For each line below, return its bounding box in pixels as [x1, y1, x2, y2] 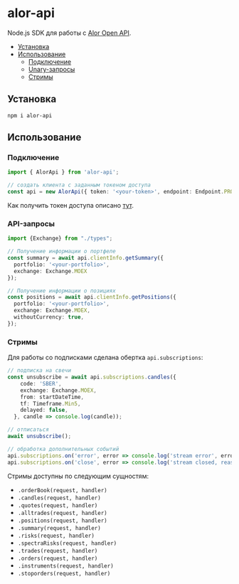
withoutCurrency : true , [14, 314, 84, 321]
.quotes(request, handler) [17, 501, 98, 509]
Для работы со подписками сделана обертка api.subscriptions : [7, 354, 203, 362]
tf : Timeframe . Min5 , [20, 400, 81, 407]
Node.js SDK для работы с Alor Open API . [7, 28, 132, 37]
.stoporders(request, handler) [17, 570, 111, 577]
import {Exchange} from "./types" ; [7, 235, 113, 243]
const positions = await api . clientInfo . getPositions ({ [7, 294, 176, 301]
